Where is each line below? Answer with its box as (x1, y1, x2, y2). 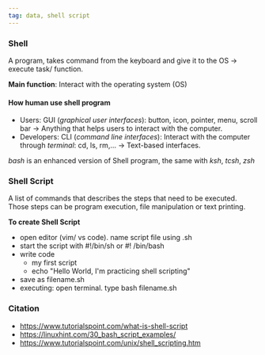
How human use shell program (8, 97, 111, 107)
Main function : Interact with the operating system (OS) (8, 79, 187, 89)
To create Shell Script (8, 217, 81, 227)
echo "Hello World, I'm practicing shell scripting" (31, 266, 191, 276)
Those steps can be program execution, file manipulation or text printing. (8, 202, 246, 212)
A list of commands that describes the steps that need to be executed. (8, 193, 237, 203)
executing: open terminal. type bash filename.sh (19, 283, 177, 293)
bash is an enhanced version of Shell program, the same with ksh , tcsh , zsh (8, 156, 256, 166)
